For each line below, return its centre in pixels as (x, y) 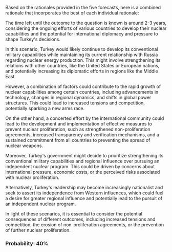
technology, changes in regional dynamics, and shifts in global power (78, 97)
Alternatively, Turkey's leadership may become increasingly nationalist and (84, 187)
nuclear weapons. (24, 146)
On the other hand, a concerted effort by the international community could (85, 118)
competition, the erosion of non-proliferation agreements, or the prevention (85, 225)
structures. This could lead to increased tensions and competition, (75, 103)
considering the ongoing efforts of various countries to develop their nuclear (86, 28)
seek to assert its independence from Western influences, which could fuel (84, 193)
